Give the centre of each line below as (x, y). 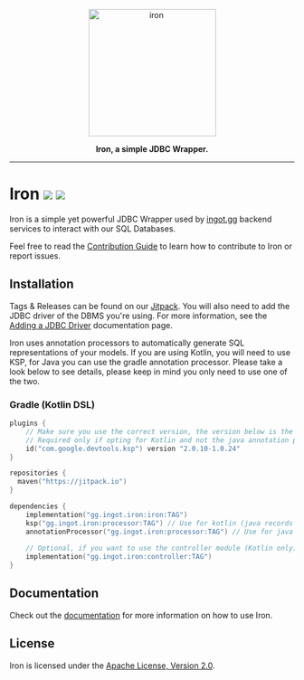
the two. (25, 381)
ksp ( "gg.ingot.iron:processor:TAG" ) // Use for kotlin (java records (160, 523)
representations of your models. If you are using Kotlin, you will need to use (150, 352)
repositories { (38, 473)
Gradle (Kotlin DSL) (52, 404)
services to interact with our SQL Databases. (93, 228)
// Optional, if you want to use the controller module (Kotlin (149, 548)
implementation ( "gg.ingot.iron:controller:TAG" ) (119, 557)
